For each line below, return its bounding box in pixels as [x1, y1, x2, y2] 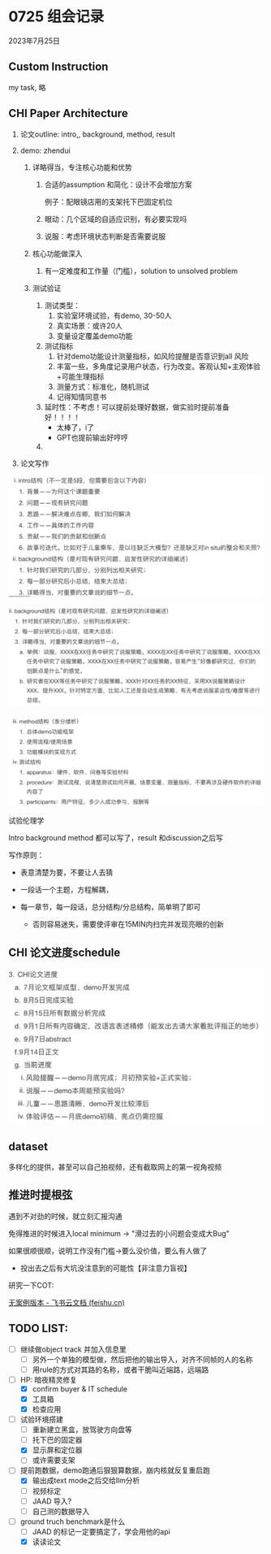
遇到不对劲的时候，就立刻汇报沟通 [8, 1211, 123, 1221]
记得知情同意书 [56, 392, 107, 402]
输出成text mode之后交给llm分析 [32, 1476, 140, 1486]
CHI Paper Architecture [8, 106, 128, 120]
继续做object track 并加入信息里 [19, 1344, 127, 1354]
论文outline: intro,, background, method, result [19, 129, 176, 139]
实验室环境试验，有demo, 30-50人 [56, 310, 172, 320]
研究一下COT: [8, 1280, 54, 1290]
